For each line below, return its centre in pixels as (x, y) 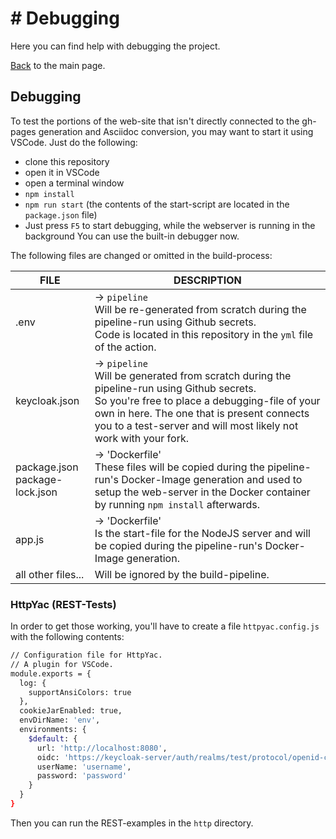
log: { (33, 683)
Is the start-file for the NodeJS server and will (202, 533)
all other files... (50, 574)
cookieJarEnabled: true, (71, 711)
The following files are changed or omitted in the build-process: (141, 255)
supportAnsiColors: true (80, 692)
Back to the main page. (58, 65)
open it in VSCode (62, 172)
